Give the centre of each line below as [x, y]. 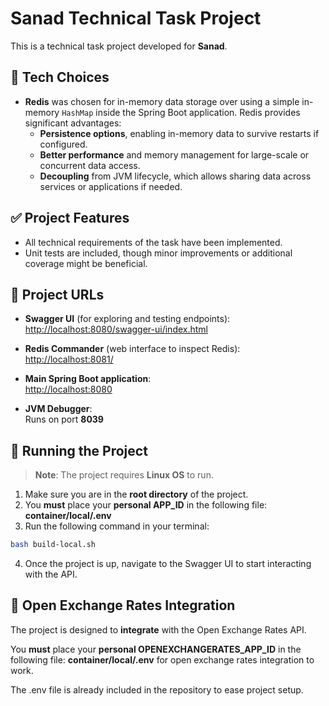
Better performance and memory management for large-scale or [174, 154]
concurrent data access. [90, 165]
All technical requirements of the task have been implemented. [153, 242]
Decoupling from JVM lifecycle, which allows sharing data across [175, 176]
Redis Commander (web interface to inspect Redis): [132, 349]
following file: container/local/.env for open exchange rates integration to [162, 659]
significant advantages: [73, 123]
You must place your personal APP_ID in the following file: [146, 505]
